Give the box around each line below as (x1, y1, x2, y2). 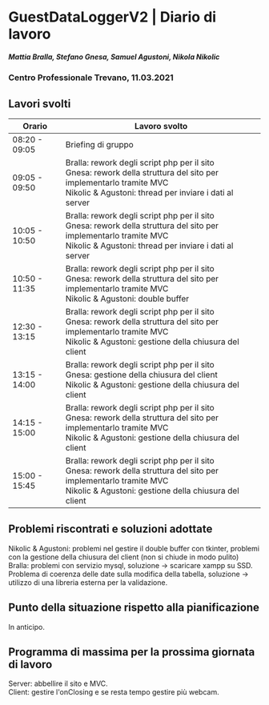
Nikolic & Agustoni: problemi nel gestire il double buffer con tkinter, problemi (8, 543, 260, 553)
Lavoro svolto (134, 120, 188, 131)
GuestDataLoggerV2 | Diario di (8, 8, 217, 26)
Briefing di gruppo (65, 138, 134, 150)
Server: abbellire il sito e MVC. (8, 679, 108, 688)
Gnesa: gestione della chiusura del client (65, 369, 218, 380)
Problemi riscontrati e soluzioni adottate (8, 523, 213, 536)
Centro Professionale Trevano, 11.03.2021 (8, 72, 174, 83)
